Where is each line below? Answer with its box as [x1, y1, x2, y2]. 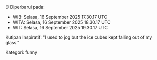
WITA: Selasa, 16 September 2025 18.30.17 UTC [12, 19, 111, 25]
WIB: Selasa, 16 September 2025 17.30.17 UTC [12, 14, 108, 20]
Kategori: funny [5, 49, 38, 55]
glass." [5, 40, 20, 45]
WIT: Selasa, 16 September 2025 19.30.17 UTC [12, 25, 108, 30]
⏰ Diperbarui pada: [5, 4, 45, 10]
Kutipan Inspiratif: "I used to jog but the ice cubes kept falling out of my [5, 34, 152, 40]
